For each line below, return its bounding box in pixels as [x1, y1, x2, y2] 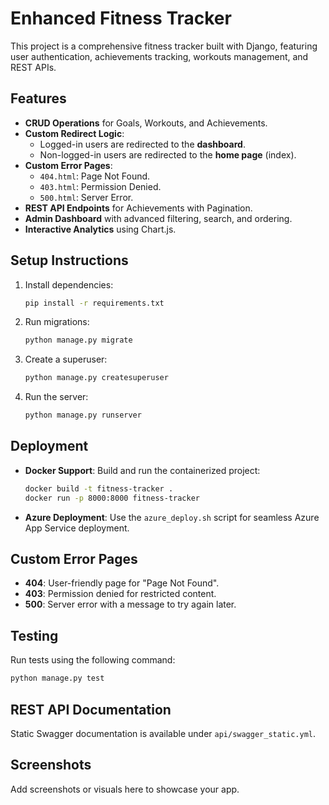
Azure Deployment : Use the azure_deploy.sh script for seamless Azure [24, 511, 320, 523]
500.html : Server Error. [39, 191, 134, 203]
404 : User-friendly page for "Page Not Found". [24, 577, 220, 589]
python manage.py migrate [24, 335, 133, 346]
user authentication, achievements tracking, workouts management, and [10, 50, 309, 62]
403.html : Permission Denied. [39, 180, 162, 192]
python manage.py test [10, 673, 105, 684]
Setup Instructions [10, 252, 129, 269]
